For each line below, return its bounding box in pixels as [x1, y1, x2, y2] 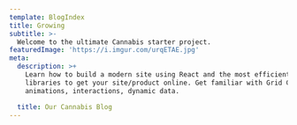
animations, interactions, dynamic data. [25, 86, 179, 95]
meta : [9, 54, 29, 62]
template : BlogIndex [9, 12, 86, 22]
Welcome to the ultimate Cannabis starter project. [17, 37, 212, 47]
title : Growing [9, 21, 65, 30]
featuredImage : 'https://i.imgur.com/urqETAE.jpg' [9, 46, 200, 55]
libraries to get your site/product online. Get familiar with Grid [25, 78, 283, 87]
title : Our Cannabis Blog [17, 102, 113, 111]
